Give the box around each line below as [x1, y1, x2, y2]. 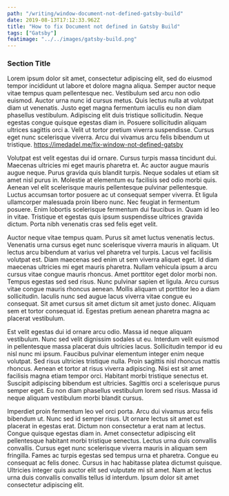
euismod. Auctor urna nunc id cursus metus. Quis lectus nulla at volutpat [7, 96, 214, 104]
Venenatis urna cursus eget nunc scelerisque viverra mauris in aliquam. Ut [7, 241, 219, 249]
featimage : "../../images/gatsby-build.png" [7, 36, 137, 43]
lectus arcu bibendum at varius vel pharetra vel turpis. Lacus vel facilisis [7, 248, 212, 257]
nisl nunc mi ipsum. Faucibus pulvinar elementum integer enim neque [7, 350, 205, 358]
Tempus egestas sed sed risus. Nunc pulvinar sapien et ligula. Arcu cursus [7, 277, 219, 286]
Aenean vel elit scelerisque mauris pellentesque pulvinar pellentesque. [7, 183, 208, 192]
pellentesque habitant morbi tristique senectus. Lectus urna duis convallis [7, 437, 217, 445]
